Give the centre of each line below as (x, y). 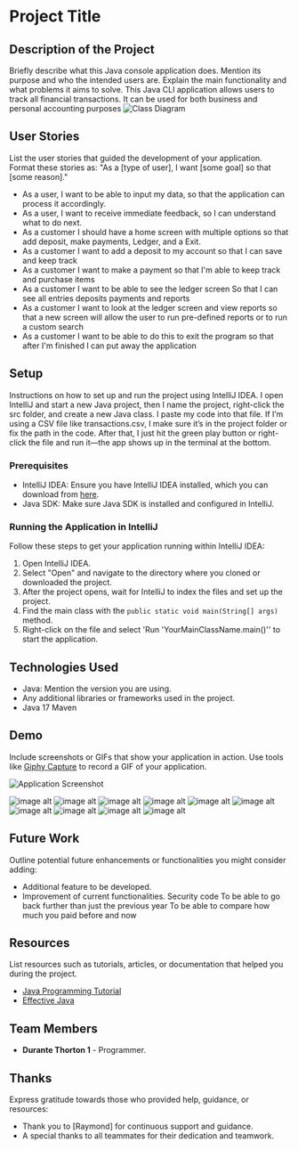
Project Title (55, 16)
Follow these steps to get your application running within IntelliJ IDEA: (137, 546)
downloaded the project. (67, 583)
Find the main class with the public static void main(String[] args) (150, 611)
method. (37, 620)
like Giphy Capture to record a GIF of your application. (108, 766)
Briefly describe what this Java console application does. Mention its (135, 70)
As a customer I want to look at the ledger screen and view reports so (149, 307)
